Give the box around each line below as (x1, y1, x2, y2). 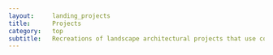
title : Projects (8, 19, 82, 27)
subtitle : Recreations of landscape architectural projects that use (8, 34, 256, 43)
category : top (8, 27, 63, 35)
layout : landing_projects (8, 11, 111, 20)
